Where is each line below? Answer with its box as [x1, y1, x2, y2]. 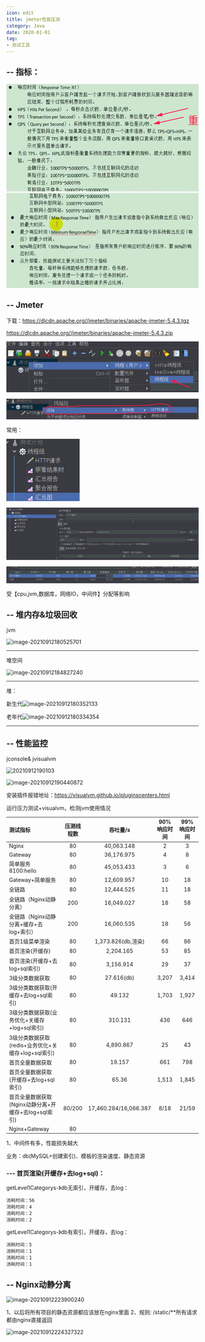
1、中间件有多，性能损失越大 [6, 1140, 78, 1147]
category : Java [6, 23, 45, 29]
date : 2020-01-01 [6, 29, 51, 35]
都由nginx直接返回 [6, 1316, 53, 1324]
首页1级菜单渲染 [9, 938, 51, 945]
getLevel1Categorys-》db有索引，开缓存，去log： [6, 1228, 129, 1236]
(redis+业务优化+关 [9, 1041, 58, 1049]
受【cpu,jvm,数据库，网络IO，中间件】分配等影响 [6, 590, 130, 597]
